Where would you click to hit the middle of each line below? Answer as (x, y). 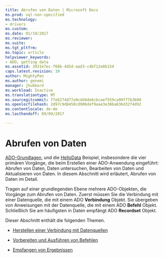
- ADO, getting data (27, 62)
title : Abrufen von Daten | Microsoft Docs (52, 10)
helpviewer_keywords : (28, 57)
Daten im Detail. (22, 179)
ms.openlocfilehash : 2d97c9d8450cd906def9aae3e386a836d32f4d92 (73, 105)
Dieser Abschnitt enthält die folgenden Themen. (55, 220)
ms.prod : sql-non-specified (35, 15)
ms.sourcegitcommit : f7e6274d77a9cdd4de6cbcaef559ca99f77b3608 (73, 100)
